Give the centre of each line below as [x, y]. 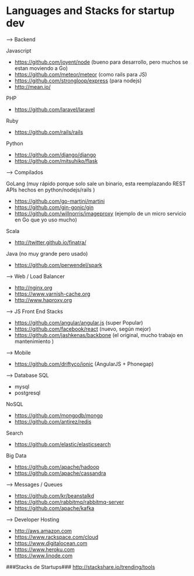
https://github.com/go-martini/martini [60, 201]
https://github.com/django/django [55, 155]
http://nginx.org [33, 287]
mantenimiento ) [34, 341]
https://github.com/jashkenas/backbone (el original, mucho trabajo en [99, 335]
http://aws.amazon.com [43, 530]
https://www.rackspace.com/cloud [56, 537]
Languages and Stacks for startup [90, 11]
